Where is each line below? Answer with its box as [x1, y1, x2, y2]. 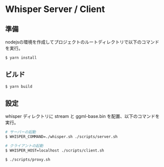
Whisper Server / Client [5, 4, 105, 15]
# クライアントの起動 [5, 143, 44, 148]
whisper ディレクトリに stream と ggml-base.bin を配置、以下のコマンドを [5, 113, 160, 119]
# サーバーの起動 [5, 129, 36, 135]
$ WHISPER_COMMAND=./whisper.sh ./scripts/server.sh [5, 134, 118, 139]
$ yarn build [5, 84, 33, 89]
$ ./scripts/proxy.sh [5, 157, 51, 162]
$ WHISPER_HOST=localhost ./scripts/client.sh [5, 148, 104, 153]
